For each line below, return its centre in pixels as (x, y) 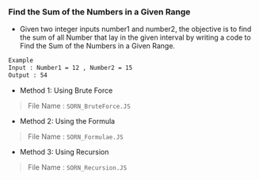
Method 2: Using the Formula (67, 121)
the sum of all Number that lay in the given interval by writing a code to (135, 37)
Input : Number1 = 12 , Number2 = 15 (70, 68)
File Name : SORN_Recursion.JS (77, 167)
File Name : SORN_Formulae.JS (76, 136)
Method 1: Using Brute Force (66, 90)
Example (21, 61)
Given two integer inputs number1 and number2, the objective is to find (135, 29)
